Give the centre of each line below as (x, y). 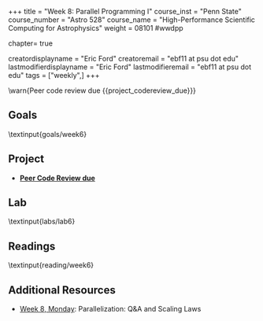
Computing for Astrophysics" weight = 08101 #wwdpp (96, 28)
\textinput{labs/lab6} (42, 221)
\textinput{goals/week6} (48, 134)
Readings (32, 246)
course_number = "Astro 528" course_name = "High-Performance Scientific (132, 20)
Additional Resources (62, 290)
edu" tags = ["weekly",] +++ (54, 75)
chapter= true (31, 43)
